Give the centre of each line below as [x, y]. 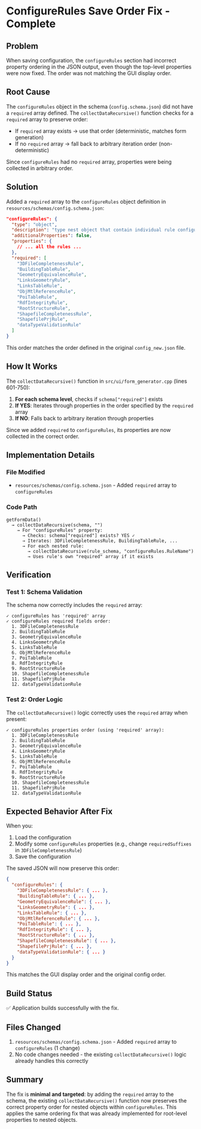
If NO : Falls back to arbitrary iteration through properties [84, 418]
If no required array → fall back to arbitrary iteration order [86, 144]
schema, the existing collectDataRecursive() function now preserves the [97, 1100]
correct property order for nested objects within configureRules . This [92, 1107]
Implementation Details [51, 455]
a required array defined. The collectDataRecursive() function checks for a [100, 113]
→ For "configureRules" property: [60, 530]
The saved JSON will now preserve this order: [63, 868]
